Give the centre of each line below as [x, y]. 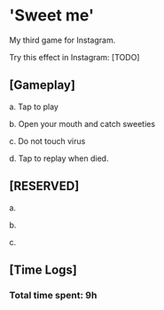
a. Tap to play [34, 107]
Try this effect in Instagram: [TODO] [74, 57]
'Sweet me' [52, 16]
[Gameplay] [42, 85]
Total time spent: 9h [53, 295]
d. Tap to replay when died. [59, 158]
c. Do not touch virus [47, 141]
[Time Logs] [43, 270]
